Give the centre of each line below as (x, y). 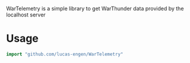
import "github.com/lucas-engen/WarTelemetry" (65, 54)
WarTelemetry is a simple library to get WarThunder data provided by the (95, 9)
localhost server (26, 15)
